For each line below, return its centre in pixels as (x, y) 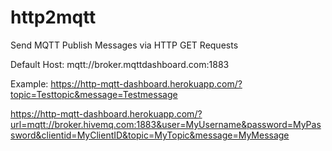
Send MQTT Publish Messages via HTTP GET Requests (124, 45)
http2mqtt (53, 17)
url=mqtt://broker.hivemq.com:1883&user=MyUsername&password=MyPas (166, 124)
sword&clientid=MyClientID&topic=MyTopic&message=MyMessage (150, 135)
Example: (29, 83)
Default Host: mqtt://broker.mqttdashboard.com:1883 (120, 64)
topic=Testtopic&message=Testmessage (94, 94)
